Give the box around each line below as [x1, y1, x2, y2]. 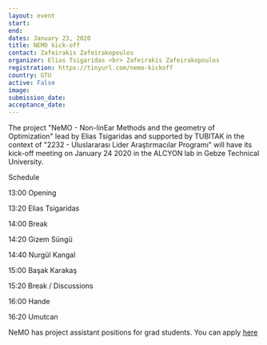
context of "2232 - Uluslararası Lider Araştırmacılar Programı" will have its [8, 140, 253, 150]
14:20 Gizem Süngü [8, 235, 74, 244]
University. [8, 157, 44, 166]
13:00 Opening [8, 188, 57, 198]
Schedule [8, 173, 40, 183]
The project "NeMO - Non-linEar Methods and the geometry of [8, 123, 216, 133]
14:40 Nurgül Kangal [8, 250, 76, 260]
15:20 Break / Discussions [8, 281, 94, 291]
